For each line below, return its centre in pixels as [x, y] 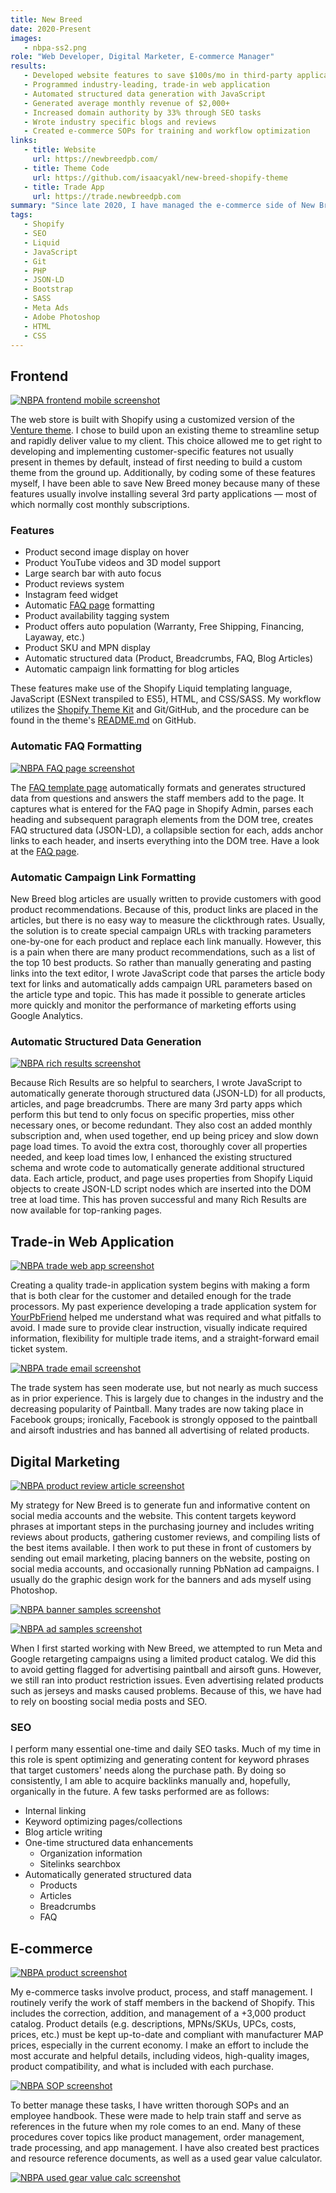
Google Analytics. [47, 1016]
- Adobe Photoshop [62, 317]
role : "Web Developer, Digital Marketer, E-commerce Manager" [142, 57]
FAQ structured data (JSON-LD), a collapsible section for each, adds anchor [167, 830]
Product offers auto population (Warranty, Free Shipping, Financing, [164, 627]
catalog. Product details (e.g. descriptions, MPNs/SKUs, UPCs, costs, [153, 2024]
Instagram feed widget [71, 595]
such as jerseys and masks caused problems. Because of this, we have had [166, 1690]
